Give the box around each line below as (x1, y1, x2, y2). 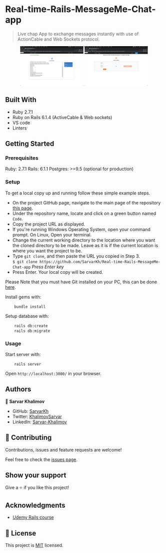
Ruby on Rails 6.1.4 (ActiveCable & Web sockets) (12, 114, 112, 120)
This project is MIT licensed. (5, 542, 63, 548)
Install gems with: (5, 294, 41, 300)
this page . (12, 205, 33, 211)
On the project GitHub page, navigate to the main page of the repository (12, 199, 161, 205)
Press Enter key (31, 264, 64, 270)
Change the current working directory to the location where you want (12, 237, 155, 243)
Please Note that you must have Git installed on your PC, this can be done (5, 279, 157, 285)
